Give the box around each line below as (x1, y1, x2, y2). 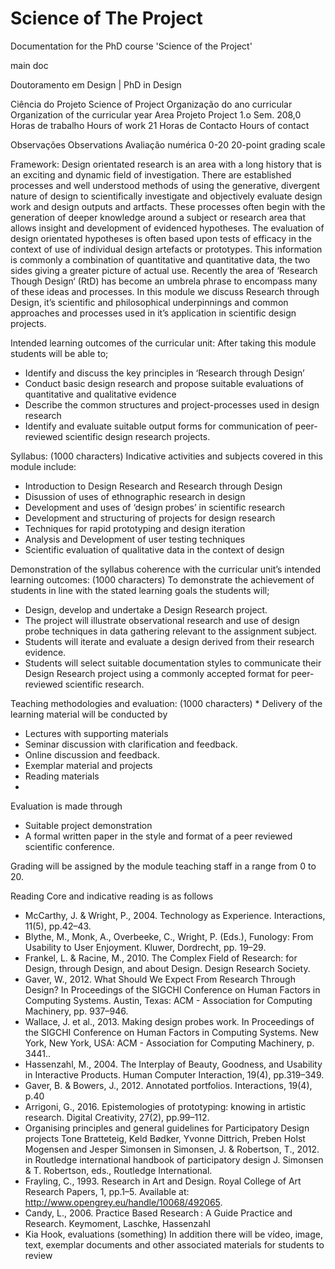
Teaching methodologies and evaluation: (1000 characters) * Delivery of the (10, 697, 323, 709)
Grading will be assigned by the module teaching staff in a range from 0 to (10, 860, 317, 872)
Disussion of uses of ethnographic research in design (24, 490, 246, 502)
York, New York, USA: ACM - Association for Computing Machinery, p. (24, 1037, 315, 1049)
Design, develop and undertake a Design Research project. (24, 603, 268, 616)
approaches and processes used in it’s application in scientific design (10, 307, 297, 319)
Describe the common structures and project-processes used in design (24, 398, 320, 411)
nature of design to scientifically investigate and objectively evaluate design (10, 190, 323, 202)
